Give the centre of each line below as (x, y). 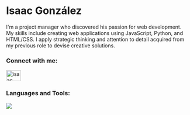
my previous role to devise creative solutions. (61, 46)
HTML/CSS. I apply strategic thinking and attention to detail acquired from (95, 39)
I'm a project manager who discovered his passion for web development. (94, 27)
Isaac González (44, 11)
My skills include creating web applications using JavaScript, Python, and (94, 33)
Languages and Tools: (38, 93)
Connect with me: (32, 61)
